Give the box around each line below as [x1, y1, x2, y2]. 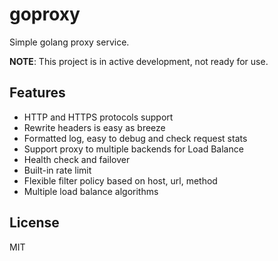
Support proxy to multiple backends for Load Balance [23, 143, 244, 155]
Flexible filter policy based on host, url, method [23, 174, 218, 187]
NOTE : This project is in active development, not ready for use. [9, 55, 269, 67]
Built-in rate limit [23, 164, 92, 176]
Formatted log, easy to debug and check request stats [23, 132, 248, 144]
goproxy [9, 3, 81, 26]
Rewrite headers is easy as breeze [23, 121, 166, 133]
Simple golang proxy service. [9, 36, 130, 48]
